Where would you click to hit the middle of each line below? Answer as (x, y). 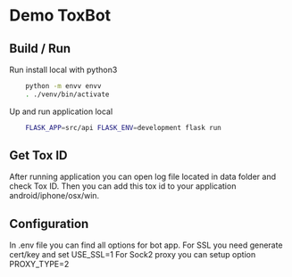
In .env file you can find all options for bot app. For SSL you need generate (146, 245)
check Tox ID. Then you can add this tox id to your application (123, 186)
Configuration (49, 224)
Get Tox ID (38, 155)
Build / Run (40, 49)
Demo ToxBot (60, 16)
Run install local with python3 (63, 69)
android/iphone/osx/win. (54, 196)
